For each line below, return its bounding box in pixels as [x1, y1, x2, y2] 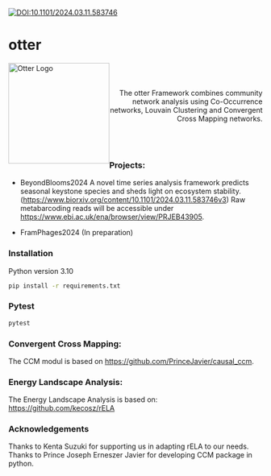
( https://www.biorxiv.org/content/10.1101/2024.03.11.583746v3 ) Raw [19, 195, 246, 205]
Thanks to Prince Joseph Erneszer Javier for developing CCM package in [8, 450, 252, 460]
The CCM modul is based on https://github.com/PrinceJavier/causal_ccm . [8, 356, 254, 366]
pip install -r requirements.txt [8, 282, 121, 290]
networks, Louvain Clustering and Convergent [110, 105, 263, 114]
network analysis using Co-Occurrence [131, 97, 263, 106]
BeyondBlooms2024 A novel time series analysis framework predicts [19, 178, 249, 188]
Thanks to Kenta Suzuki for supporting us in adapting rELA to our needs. [8, 441, 249, 451]
